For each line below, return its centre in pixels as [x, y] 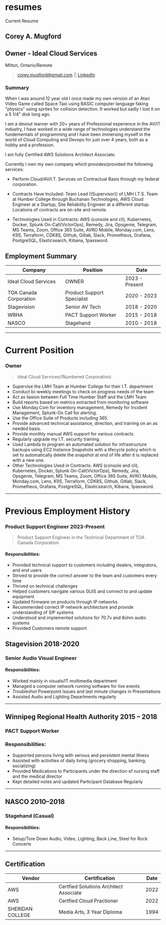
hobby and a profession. [30, 145]
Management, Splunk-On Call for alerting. [55, 413]
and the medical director [37, 776]
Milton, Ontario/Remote [29, 65]
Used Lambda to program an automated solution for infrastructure [80, 444]
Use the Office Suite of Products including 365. [60, 418]
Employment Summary [41, 256]
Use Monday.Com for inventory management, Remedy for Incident [80, 407]
